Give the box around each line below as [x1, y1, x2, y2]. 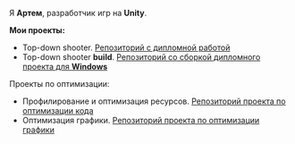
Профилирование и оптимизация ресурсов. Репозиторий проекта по [21, 96, 286, 106]
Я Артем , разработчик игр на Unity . [9, 8, 147, 18]
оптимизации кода [21, 106, 94, 115]
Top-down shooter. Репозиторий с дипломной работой [21, 42, 231, 53]
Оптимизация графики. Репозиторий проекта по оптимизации [21, 115, 260, 125]
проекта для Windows [21, 62, 108, 72]
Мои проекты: [9, 25, 65, 35]
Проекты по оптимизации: [9, 79, 110, 89]
